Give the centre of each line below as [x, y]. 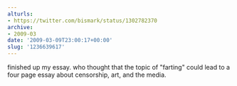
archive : [20, 27]
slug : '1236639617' [36, 47]
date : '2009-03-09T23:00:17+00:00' [60, 41]
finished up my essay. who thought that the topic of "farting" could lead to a [118, 67]
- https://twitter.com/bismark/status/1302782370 [83, 21]
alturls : [20, 14]
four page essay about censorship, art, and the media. [87, 75]
